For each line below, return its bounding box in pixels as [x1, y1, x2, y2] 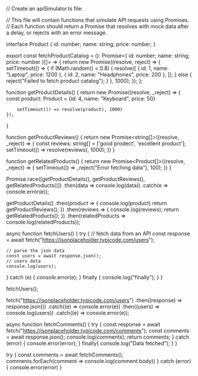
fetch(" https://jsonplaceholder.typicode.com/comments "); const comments [6, 327, 190, 334]
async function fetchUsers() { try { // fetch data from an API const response [6, 230, 190, 237]
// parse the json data [6, 248, 65, 254]
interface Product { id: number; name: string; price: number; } [6, 41, 156, 47]
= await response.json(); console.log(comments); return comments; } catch [6, 333, 190, 340]
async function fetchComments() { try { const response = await [6, 321, 161, 328]
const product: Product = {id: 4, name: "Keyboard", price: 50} [6, 95, 155, 102]
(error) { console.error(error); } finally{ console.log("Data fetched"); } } [6, 340, 177, 346]
